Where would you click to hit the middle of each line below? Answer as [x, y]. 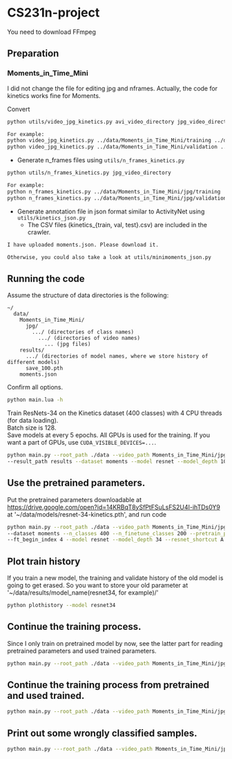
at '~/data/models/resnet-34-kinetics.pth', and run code [87, 514]
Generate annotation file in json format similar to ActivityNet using [111, 211]
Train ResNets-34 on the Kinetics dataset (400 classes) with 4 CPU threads [115, 413]
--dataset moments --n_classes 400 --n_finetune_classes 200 [97, 533]
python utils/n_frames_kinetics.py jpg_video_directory [89, 173]
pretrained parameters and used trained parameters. [82, 651]
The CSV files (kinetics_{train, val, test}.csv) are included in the [117, 224]
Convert [19, 109]
